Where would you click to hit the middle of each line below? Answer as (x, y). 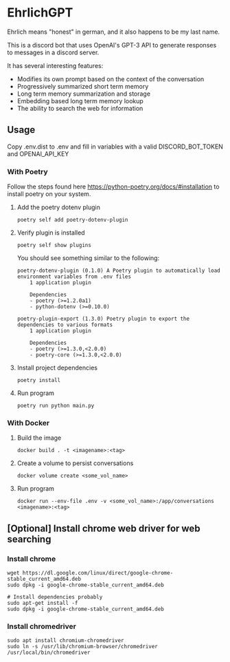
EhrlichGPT (40, 13)
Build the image (39, 438)
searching (29, 539)
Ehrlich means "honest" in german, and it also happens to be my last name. (114, 32)
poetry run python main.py (56, 406)
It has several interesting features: (55, 65)
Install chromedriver (42, 626)
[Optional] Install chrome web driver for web (104, 528)
